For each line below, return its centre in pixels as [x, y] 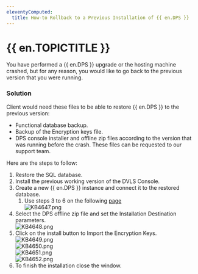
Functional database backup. [51, 125]
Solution [19, 93]
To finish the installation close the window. [68, 265]
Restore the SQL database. [49, 175]
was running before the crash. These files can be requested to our [98, 145]
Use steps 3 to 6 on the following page [73, 200]
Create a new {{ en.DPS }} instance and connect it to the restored [97, 187]
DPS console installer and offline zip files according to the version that [103, 138]
